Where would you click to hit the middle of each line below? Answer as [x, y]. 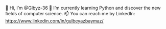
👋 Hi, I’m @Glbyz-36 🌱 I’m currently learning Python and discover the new [83, 8]
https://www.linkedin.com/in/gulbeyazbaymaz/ [54, 21]
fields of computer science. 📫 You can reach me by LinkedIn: [70, 13]
